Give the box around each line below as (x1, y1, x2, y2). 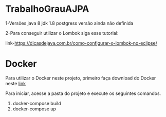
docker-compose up (12, 106, 57, 112)
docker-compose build (12, 100, 61, 106)
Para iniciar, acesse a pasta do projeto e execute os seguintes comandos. (5, 90, 161, 96)
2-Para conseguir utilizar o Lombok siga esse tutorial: (5, 30, 119, 36)
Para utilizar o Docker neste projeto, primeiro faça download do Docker (5, 75, 156, 81)
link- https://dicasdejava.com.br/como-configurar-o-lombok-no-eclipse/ (5, 40, 158, 46)
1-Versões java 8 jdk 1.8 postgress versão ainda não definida (5, 20, 134, 26)
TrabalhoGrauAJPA (5, 3, 89, 15)
